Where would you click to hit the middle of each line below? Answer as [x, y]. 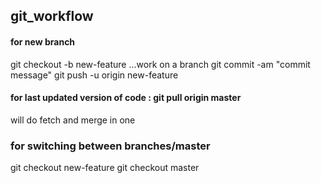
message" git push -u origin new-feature [94, 75]
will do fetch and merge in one [73, 120]
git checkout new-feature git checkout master [105, 168]
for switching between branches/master [110, 146]
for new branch [43, 41]
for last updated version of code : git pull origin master [126, 98]
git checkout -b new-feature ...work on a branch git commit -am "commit [160, 64]
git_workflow [52, 16]
